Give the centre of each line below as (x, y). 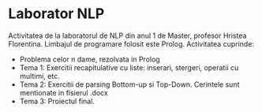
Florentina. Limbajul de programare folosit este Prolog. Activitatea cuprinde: (131, 43)
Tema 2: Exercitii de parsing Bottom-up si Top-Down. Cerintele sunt (129, 84)
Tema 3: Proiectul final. (57, 101)
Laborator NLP (56, 14)
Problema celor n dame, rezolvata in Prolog (90, 59)
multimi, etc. (40, 76)
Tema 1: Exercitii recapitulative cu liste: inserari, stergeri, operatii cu (129, 67)
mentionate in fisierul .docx (64, 92)
